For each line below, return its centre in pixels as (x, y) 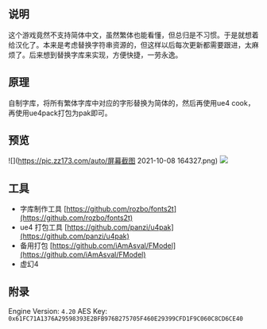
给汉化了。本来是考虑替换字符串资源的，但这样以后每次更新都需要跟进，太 (130, 45)
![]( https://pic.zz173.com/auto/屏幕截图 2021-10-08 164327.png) (113, 161)
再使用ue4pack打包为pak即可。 (60, 113)
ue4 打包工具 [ (43, 227)
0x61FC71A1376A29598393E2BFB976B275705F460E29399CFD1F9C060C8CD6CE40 (126, 319)
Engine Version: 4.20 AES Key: (58, 312)
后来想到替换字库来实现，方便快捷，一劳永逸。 (106, 55)
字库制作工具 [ (43, 209)
